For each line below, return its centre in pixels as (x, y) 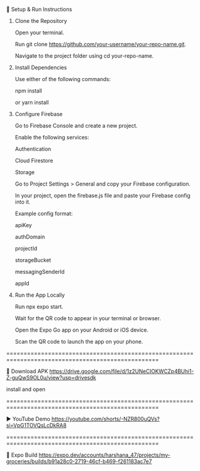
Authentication (33, 149)
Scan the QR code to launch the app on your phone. (79, 342)
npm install (28, 91)
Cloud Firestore (34, 160)
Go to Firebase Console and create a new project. (76, 126)
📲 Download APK (27, 371)
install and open (26, 389)
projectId (26, 248)
